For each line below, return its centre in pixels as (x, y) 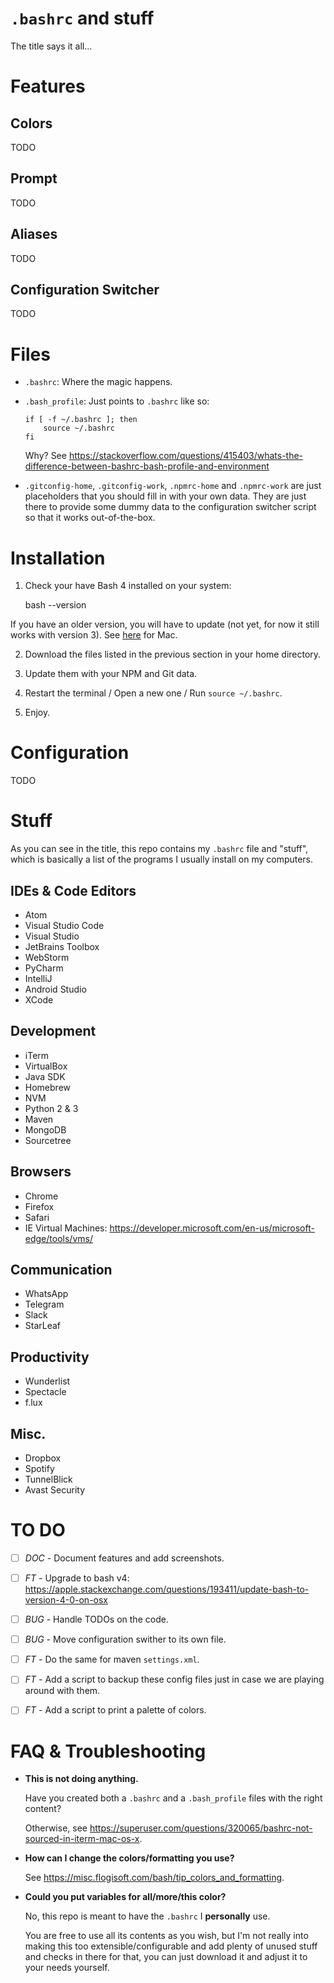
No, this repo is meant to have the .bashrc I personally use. (147, 1916)
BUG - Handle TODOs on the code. (96, 1619)
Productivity (50, 1357)
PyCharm (44, 968)
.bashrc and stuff (82, 18)
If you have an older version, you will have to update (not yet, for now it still (165, 624)
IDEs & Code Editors (73, 890)
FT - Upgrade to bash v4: (77, 1578)
